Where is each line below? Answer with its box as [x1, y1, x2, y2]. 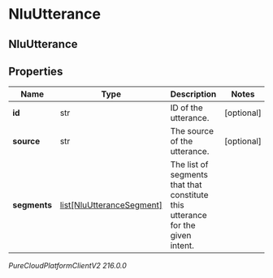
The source [170, 126, 214, 137]
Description [170, 88, 217, 100]
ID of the [170, 102, 203, 113]
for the [170, 220, 197, 231]
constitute [170, 190, 209, 201]
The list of [170, 159, 209, 170]
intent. [170, 240, 195, 251]
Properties [8, 64, 63, 78]
